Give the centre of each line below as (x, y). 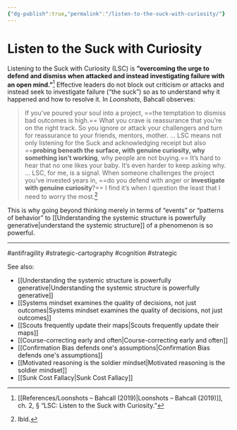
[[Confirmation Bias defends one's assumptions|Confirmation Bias (114, 348)
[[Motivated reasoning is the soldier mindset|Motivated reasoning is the (121, 362)
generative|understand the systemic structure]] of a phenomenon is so (110, 225)
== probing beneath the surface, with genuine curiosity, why (115, 150)
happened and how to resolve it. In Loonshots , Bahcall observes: (101, 99)
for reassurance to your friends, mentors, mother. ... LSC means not (123, 135)
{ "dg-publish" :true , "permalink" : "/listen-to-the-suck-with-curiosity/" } (116, 14)
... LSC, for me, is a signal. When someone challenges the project (120, 173)
